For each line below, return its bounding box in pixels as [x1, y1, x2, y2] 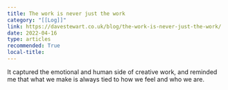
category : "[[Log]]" [7, 17, 67, 24]
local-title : [7, 49, 45, 56]
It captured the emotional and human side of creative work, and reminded [7, 67, 218, 76]
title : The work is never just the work [7, 10, 126, 17]
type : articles [7, 36, 51, 43]
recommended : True [7, 42, 60, 49]
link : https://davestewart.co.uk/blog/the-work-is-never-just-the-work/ [7, 23, 222, 30]
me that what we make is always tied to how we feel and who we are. [7, 75, 204, 83]
